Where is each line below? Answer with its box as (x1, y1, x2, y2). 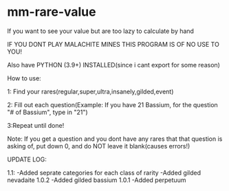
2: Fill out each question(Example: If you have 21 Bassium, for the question (7, 100, 218, 109)
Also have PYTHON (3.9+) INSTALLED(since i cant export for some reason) (7, 60, 220, 69)
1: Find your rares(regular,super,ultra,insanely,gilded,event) (7, 87, 174, 95)
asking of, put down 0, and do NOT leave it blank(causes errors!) (7, 142, 190, 150)
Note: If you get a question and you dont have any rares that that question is (7, 135, 223, 143)
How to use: (7, 74, 41, 82)
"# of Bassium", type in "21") (7, 108, 88, 116)
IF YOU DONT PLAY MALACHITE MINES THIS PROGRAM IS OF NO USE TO (7, 40, 220, 48)
